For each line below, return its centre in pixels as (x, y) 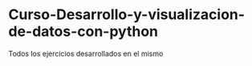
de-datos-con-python (83, 31)
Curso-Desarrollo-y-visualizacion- (127, 15)
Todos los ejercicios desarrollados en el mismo (86, 53)
